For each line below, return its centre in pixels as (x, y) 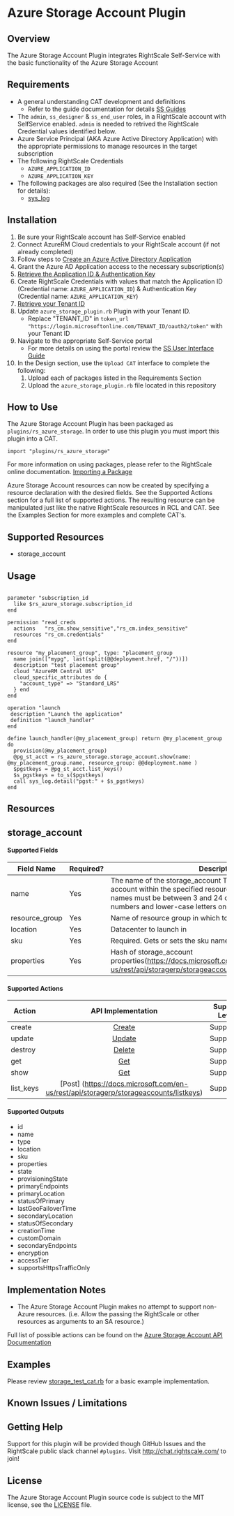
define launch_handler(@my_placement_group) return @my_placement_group (115, 739)
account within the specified (157, 890)
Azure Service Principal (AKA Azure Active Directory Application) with (117, 138)
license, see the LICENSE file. (49, 1505)
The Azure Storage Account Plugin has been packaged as (90, 424)
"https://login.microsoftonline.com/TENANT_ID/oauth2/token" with (125, 325)
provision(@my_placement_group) (61, 751)
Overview (29, 39)
